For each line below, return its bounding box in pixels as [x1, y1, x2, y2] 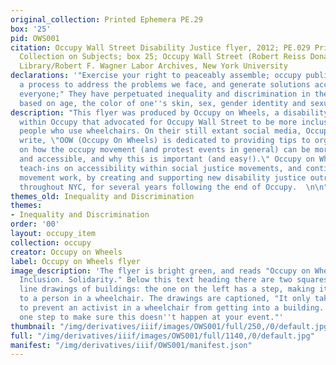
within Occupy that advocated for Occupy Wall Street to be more [19, 117, 298, 127]
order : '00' [10, 219, 60, 230]
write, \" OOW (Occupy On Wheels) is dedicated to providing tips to [19, 136, 311, 146]
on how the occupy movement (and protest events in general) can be [19, 145, 311, 155]
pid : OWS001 [10, 33, 60, 43]
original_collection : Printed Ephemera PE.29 [10, 14, 203, 25]
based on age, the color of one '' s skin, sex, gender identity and [19, 98, 307, 108]
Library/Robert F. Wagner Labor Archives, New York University [19, 61, 288, 71]
